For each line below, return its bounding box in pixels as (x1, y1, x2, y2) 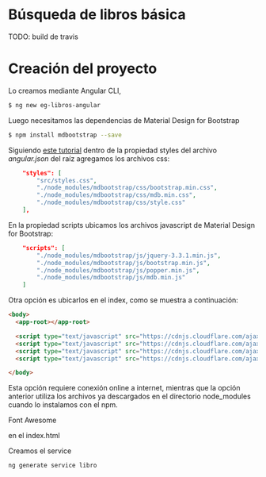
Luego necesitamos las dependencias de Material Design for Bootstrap (8, 115, 240, 125)
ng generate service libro (8, 462, 97, 470)
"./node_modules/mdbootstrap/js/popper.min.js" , (36, 266, 200, 275)
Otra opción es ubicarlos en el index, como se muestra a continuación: (8, 295, 239, 305)
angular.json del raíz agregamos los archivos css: (8, 153, 170, 163)
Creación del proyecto (8, 60, 158, 78)
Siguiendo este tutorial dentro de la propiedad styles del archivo (8, 145, 218, 155)
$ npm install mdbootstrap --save (8, 131, 123, 139)
